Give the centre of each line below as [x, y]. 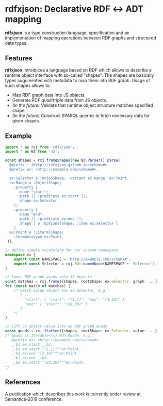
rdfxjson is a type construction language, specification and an [67, 33]
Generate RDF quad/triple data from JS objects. [60, 100]
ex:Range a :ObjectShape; [36, 183]
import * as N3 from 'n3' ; [32, 152]
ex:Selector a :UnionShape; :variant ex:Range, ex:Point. [69, 178]
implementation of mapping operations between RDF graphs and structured [81, 38]
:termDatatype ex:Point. [39, 237]
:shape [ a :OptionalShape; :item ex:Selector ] [68, 223]
